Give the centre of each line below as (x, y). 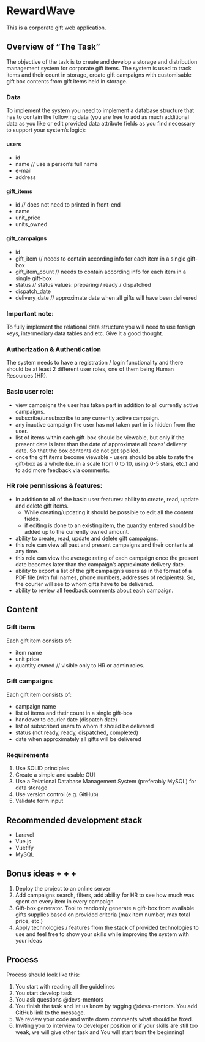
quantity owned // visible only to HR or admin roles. (80, 665)
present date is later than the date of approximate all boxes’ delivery (101, 444)
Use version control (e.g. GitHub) (57, 794)
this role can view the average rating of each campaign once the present (107, 558)
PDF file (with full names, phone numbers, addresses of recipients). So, (105, 577)
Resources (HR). (27, 376)
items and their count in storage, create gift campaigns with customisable (99, 75)
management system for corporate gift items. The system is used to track (99, 68)
